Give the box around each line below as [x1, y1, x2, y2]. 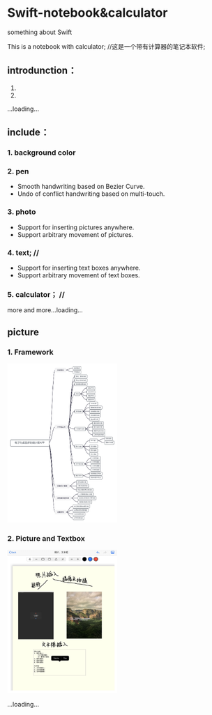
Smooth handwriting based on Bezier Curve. [17, 183, 145, 191]
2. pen [7, 166, 29, 176]
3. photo [7, 207, 36, 217]
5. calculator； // [7, 289, 65, 299]
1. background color [7, 148, 76, 157]
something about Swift [7, 28, 72, 36]
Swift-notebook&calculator [7, 5, 168, 21]
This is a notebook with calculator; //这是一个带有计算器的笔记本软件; [7, 42, 206, 50]
